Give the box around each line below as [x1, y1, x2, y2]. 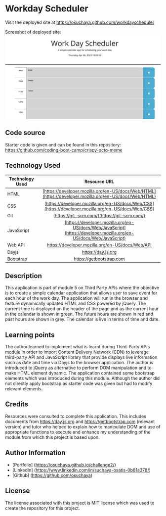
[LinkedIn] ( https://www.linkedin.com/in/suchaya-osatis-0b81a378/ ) [12, 467, 151, 473]
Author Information [5, 449, 66, 457]
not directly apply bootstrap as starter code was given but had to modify [5, 380, 153, 386]
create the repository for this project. [5, 505, 80, 511]
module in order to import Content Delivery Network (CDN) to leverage [5, 349, 149, 355]
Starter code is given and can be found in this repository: [5, 141, 121, 147]
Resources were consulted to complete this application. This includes [5, 413, 147, 419]
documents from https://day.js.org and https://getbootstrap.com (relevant [5, 419, 155, 424]
